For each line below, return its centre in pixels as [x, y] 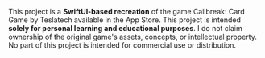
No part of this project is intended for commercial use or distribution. [122, 45]
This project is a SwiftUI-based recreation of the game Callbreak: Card [127, 12]
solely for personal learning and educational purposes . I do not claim [126, 28]
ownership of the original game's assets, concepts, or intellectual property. [133, 37]
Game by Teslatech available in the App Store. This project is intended [125, 20]
